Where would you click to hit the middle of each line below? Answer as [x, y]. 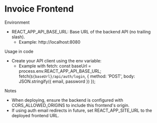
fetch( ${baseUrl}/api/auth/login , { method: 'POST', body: [77, 76]
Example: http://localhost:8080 [50, 42]
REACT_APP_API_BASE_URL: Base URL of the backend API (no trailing [81, 31]
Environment [17, 22]
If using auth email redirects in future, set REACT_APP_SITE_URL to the [82, 110]
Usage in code [19, 51]
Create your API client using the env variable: [57, 61]
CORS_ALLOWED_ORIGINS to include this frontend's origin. [71, 105]
